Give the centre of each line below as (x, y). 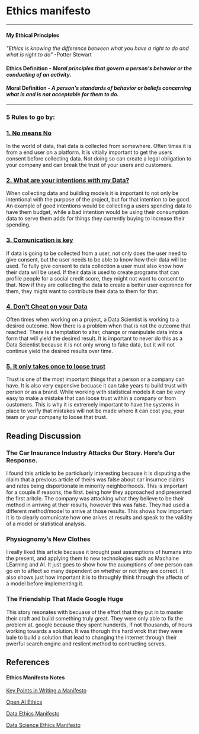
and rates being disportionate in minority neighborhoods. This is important (97, 486)
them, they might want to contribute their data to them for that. (82, 291)
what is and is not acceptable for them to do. (62, 94)
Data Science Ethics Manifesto (44, 725)
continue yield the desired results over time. (60, 351)
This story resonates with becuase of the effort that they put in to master (95, 612)
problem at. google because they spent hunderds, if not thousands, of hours (99, 625)
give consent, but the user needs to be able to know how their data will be (96, 259)
